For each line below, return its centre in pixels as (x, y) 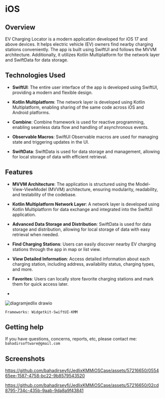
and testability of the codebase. (44, 194)
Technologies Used (35, 76)
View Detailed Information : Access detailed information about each (81, 259)
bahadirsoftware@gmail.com (33, 344)
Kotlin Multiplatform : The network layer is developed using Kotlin (79, 102)
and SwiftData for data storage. (37, 60)
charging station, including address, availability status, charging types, (83, 264)
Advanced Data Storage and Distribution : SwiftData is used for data (82, 224)
